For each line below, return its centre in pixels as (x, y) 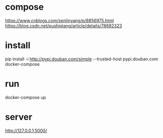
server (19, 117)
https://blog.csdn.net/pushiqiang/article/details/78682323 (63, 25)
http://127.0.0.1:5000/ (26, 130)
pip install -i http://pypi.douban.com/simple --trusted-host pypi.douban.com (82, 59)
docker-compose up (26, 97)
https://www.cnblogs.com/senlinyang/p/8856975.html (60, 20)
